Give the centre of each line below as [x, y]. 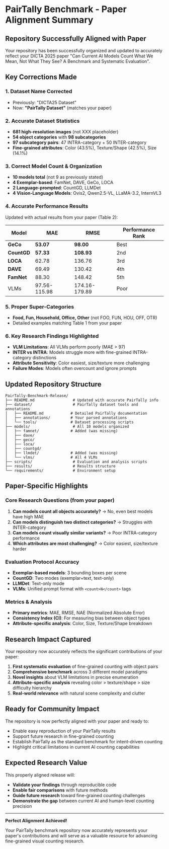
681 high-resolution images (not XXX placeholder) [65, 131]
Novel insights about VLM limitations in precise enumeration [75, 677]
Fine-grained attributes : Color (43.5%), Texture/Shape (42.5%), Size [84, 147]
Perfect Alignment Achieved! [36, 820]
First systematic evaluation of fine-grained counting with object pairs [85, 667]
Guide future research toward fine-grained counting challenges [79, 795]
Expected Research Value [46, 763]
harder [19, 549]
